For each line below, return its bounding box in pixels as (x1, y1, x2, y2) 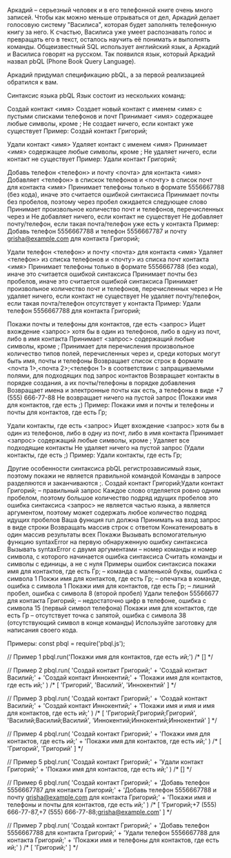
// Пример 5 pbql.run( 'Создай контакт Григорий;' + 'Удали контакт (7, 758, 203, 766)
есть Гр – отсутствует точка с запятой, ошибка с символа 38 (7, 611, 187, 619)
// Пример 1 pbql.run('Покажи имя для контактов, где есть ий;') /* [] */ (7, 653, 214, 661)
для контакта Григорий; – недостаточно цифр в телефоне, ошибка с (7, 597, 207, 604)
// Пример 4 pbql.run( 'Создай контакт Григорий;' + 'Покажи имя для (7, 729, 210, 738)
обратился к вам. (7, 78, 59, 86)
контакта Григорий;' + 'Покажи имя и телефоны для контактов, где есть (7, 836, 219, 844)
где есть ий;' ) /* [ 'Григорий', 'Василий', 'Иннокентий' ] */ (7, 681, 177, 689)
